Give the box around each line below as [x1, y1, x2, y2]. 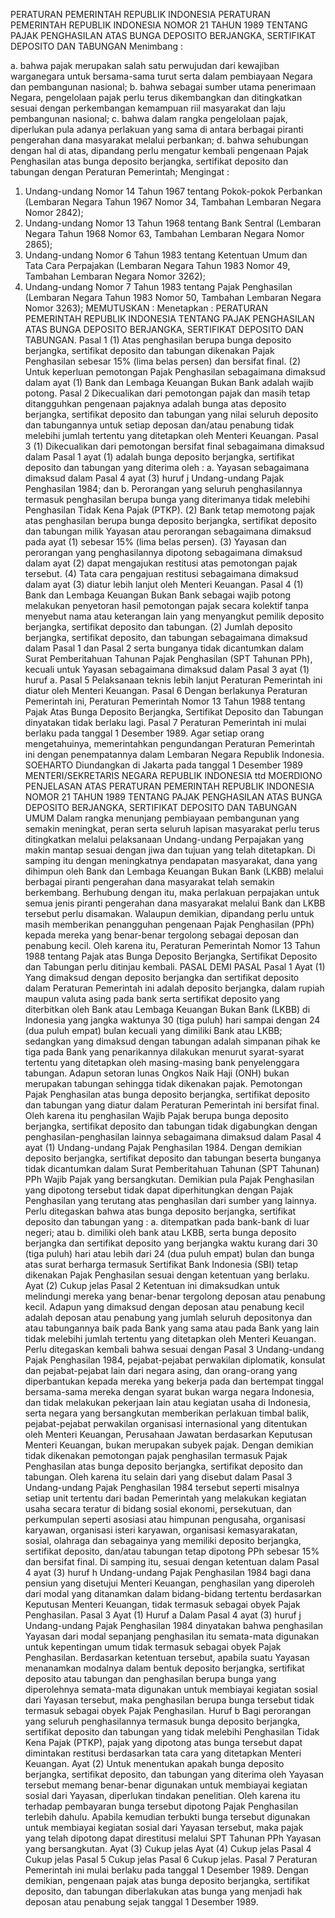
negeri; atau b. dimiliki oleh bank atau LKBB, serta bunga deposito [24, 1227, 297, 1238]
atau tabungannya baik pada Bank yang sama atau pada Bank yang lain [24, 1322, 320, 1334]
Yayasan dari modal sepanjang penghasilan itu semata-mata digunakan [24, 1630, 320, 1642]
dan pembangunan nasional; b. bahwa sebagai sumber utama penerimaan [10, 81, 317, 93]
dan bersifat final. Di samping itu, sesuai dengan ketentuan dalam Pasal [24, 1556, 320, 1568]
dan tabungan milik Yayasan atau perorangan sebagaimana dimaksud [24, 525, 312, 537]
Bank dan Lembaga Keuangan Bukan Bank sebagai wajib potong [24, 589, 292, 601]
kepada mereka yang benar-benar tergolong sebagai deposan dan [24, 929, 299, 941]
